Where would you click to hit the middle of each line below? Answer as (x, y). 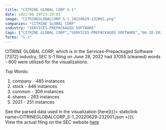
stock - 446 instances (35, 86)
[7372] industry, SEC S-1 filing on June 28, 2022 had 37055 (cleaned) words (83, 56)
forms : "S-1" (19, 38)
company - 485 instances (39, 81)
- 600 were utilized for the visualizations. (47, 62)
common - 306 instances (38, 91)
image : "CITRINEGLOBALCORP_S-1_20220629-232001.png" (61, 19)
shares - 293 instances (36, 96)
